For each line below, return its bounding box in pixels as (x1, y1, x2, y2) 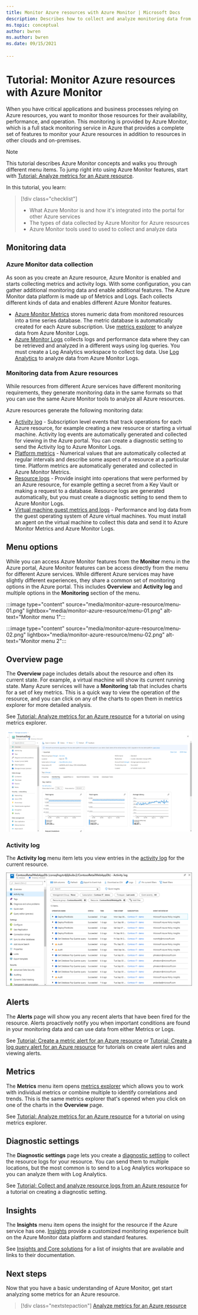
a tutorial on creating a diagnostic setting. (6, 1188, 107, 1196)
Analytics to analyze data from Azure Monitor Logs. (14, 354, 140, 361)
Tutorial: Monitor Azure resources (6, 73, 176, 87)
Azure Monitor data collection (6, 260, 93, 269)
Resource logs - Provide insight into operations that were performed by (14, 474, 188, 482)
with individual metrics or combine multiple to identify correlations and (6, 1088, 177, 1096)
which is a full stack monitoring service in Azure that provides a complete (6, 124, 184, 131)
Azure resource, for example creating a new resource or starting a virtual (14, 424, 192, 431)
